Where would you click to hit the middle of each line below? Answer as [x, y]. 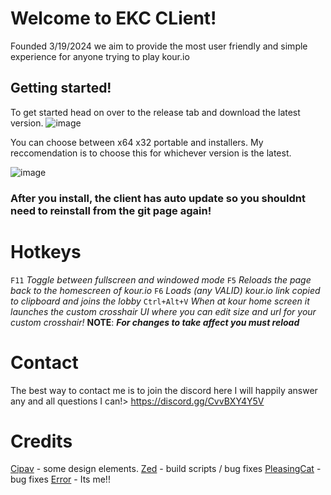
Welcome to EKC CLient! [113, 18]
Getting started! [61, 88]
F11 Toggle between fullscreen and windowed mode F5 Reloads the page [161, 279]
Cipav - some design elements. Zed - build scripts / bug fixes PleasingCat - [166, 469]
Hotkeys [46, 251]
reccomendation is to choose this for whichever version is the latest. [151, 153]
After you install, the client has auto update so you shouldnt [158, 198]
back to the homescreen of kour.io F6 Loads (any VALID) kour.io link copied [165, 290]
